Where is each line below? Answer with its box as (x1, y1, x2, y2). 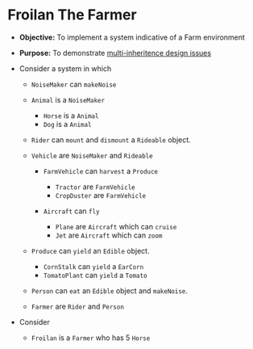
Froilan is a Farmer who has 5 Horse (31, 333, 151, 343)
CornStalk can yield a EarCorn (43, 261, 144, 271)
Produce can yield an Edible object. (31, 246, 150, 255)
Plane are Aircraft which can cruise (55, 221, 177, 231)
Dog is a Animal (43, 119, 92, 128)
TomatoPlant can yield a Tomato (43, 270, 147, 280)
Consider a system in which (19, 63, 112, 74)
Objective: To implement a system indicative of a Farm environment (19, 32, 245, 42)
